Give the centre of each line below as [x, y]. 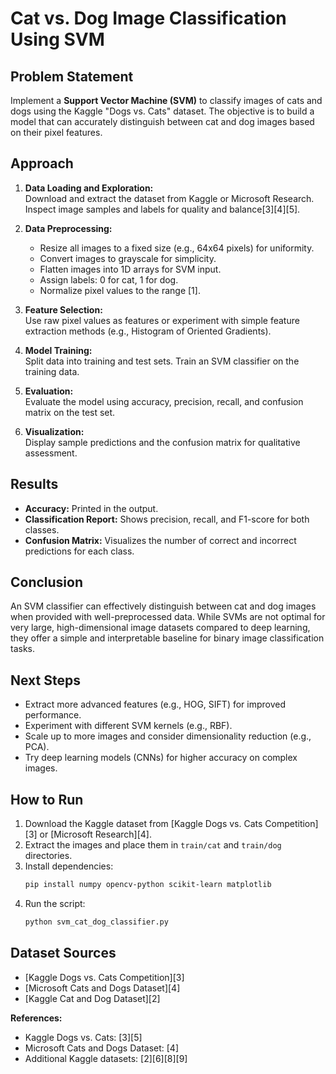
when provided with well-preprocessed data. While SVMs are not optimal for [168, 617]
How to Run [47, 799]
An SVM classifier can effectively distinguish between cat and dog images [163, 606]
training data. [52, 371]
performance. [53, 715]
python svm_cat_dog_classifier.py [96, 922]
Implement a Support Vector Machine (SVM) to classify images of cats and [166, 100]
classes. [42, 529]
